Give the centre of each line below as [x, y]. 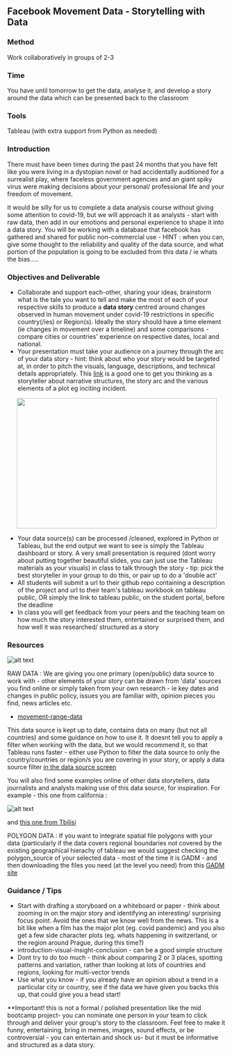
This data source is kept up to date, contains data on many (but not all [107, 730]
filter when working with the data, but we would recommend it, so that [108, 745]
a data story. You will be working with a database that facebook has [104, 230]
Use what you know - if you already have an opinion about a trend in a [118, 979]
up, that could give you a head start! [69, 995]
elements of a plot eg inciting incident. [72, 388]
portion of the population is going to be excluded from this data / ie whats [112, 251]
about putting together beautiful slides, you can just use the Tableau [115, 560]
